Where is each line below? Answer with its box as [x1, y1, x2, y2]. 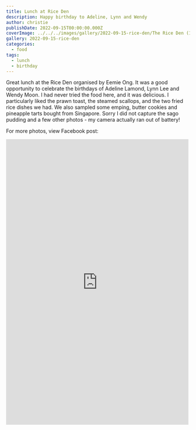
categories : [6, 42, 35, 47]
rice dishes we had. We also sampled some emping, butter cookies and [6, 104, 177, 111]
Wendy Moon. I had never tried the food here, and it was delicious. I [6, 91, 169, 98]
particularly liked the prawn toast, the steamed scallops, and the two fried [6, 98, 184, 105]
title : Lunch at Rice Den [6, 8, 69, 15]
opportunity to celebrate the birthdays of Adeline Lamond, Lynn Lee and [6, 85, 180, 92]
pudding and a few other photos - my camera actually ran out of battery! [6, 116, 180, 123]
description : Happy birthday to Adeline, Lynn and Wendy [6, 14, 148, 20]
